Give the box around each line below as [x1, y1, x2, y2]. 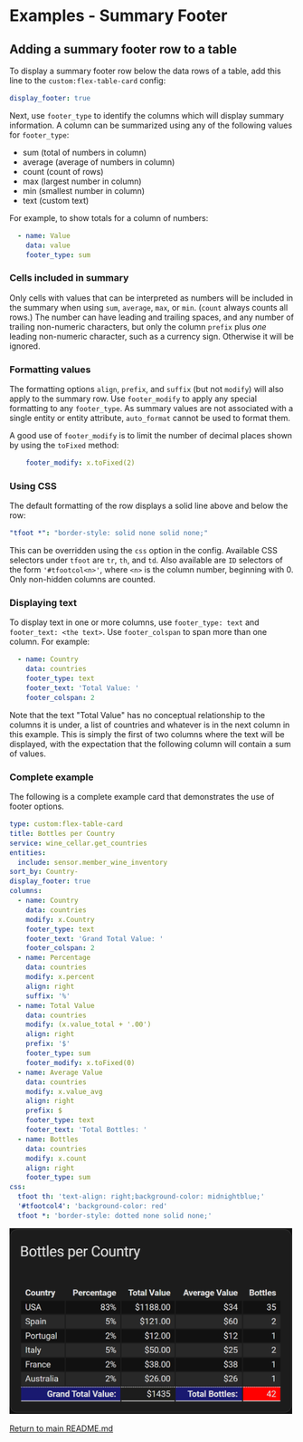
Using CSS [9, 479, 57, 492]
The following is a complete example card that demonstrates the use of [9, 792, 275, 803]
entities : [9, 848, 47, 857]
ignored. [9, 341, 41, 351]
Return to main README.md [9, 1423, 114, 1434]
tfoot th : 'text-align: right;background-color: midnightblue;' [17, 1192, 265, 1201]
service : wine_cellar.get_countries [9, 839, 147, 848]
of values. [9, 748, 47, 759]
